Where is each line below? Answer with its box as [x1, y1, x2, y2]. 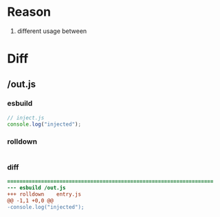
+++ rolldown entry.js [7, 190, 81, 198]
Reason [7, 4, 52, 20]
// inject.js [7, 114, 45, 121]
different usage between [16, 27, 87, 35]
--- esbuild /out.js [7, 185, 67, 192]
